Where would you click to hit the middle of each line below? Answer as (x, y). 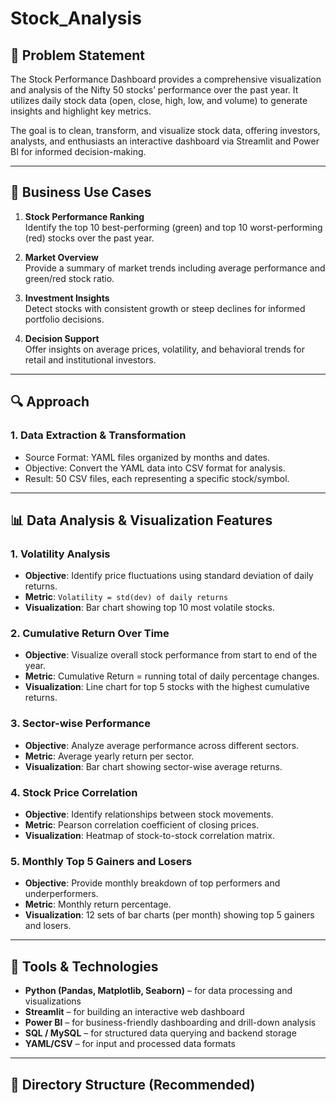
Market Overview (61, 257)
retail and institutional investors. (90, 359)
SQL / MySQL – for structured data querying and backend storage (160, 1033)
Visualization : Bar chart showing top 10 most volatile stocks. (149, 608)
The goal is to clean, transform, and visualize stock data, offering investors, (165, 130)
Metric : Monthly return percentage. (98, 904)
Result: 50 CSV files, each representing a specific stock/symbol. (157, 478)
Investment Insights (67, 298)
